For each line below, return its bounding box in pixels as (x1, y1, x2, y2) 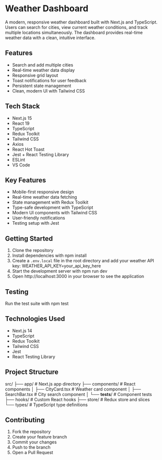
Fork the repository (12, 429, 51, 435)
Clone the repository (12, 248, 54, 253)
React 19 (12, 120, 30, 126)
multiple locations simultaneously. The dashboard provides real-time (5, 29, 143, 35)
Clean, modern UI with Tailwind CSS (12, 88, 85, 93)
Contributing (5, 416, 45, 424)
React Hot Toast (12, 146, 45, 152)
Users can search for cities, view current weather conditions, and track (5, 24, 148, 30)
